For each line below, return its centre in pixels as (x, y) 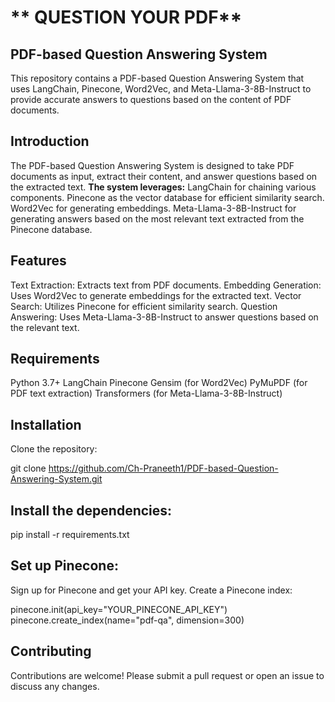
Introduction (50, 141)
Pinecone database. (51, 229)
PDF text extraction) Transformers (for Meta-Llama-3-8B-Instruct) (146, 393)
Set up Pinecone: (64, 566)
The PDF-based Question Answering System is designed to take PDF (152, 165)
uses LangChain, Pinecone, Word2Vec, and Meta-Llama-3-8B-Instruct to (161, 89)
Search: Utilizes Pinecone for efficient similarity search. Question (144, 306)
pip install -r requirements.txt (70, 535)
